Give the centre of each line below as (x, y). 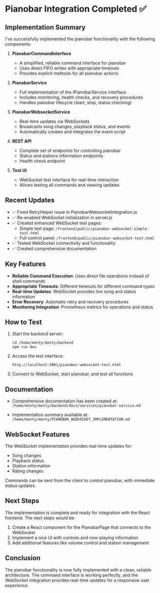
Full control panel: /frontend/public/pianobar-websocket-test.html (87, 238)
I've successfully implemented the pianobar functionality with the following (80, 39)
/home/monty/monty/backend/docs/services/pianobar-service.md (76, 406)
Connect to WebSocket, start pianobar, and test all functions (72, 374)
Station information (31, 466)
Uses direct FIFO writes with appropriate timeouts (69, 68)
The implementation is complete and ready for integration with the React (78, 513)
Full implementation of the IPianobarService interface (73, 92)
